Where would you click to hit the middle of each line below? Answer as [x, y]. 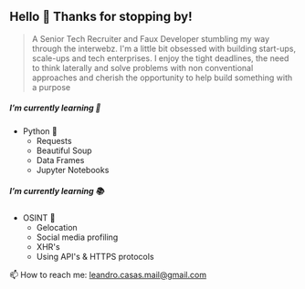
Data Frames [60, 160]
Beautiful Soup [64, 150]
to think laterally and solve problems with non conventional [142, 67]
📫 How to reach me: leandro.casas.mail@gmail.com [108, 274]
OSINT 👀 [39, 217]
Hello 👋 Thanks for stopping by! [101, 17]
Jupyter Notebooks [73, 170]
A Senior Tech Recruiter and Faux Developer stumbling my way [151, 38]
